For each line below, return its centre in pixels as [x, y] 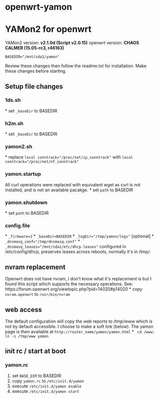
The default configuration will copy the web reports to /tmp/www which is [79, 321]
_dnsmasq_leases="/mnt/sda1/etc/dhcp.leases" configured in [66, 247]
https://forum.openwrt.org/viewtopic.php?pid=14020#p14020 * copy [74, 289]
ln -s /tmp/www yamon [27, 336]
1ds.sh [13, 100]
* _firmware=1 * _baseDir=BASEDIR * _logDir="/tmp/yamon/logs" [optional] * [79, 236]
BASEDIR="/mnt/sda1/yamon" [32, 57]
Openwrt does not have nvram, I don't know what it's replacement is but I [78, 279]
